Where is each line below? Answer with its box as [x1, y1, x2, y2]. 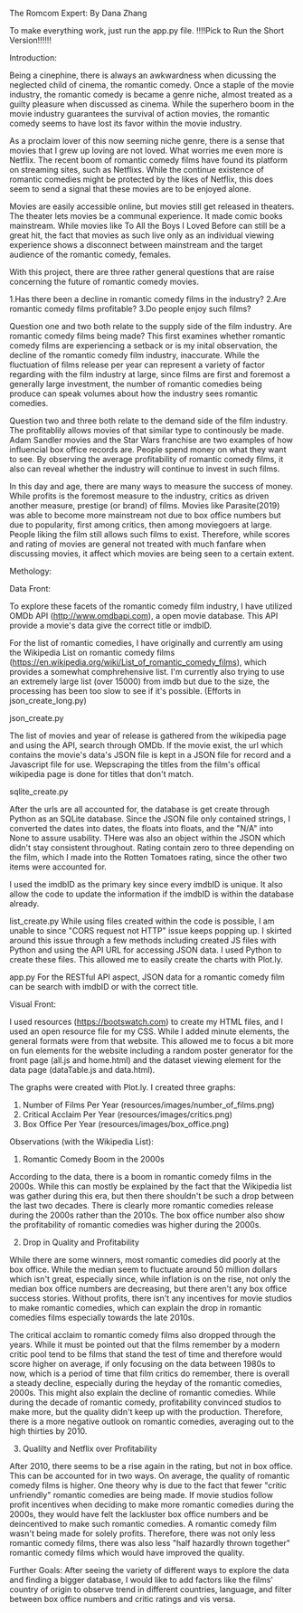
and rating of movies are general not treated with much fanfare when [9, 538, 267, 549]
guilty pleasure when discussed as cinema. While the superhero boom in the [9, 99, 295, 109]
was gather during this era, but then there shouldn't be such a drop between [9, 1191, 294, 1201]
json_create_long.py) [9, 696, 88, 706]
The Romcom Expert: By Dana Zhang [9, 8, 147, 18]
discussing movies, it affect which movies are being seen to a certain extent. [9, 548, 295, 559]
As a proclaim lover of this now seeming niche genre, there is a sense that [9, 136, 285, 146]
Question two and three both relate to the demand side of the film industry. [9, 415, 288, 426]
